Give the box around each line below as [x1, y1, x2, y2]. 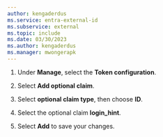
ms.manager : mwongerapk [7, 49, 77, 56]
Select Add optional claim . [17, 81, 95, 90]
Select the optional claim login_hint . [17, 108, 121, 117]
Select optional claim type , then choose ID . [17, 95, 143, 103]
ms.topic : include [7, 29, 61, 37]
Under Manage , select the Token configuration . [17, 67, 157, 76]
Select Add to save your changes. [17, 122, 115, 130]
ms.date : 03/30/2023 [7, 36, 68, 43]
